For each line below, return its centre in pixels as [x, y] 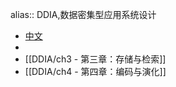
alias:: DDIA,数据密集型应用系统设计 [83, 14]
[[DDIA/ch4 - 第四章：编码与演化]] [95, 71]
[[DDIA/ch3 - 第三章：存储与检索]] [95, 59]
